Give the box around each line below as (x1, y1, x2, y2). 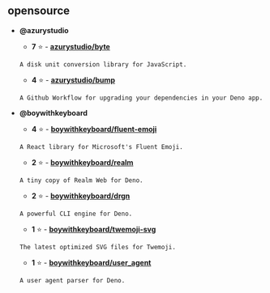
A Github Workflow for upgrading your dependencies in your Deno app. (19, 94, 264, 102)
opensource (7, 4, 71, 18)
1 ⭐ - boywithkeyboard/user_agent (31, 257, 152, 267)
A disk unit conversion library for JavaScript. (19, 60, 187, 69)
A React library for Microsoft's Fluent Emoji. (19, 142, 183, 151)
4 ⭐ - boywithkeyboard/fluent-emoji (31, 124, 157, 134)
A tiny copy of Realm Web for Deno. (19, 176, 144, 185)
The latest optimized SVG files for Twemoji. (19, 243, 176, 251)
